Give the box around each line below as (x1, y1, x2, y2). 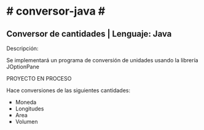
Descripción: (6, 45, 39, 52)
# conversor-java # (6, 4, 106, 18)
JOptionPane (6, 63, 40, 70)
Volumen (15, 118, 38, 125)
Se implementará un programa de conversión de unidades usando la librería (6, 57, 198, 63)
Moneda (15, 99, 37, 106)
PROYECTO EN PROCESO (6, 75, 72, 82)
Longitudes (15, 105, 44, 112)
